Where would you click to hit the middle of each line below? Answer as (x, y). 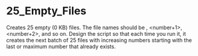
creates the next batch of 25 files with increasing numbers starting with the (99, 40)
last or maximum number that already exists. (61, 46)
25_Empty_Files (46, 11)
